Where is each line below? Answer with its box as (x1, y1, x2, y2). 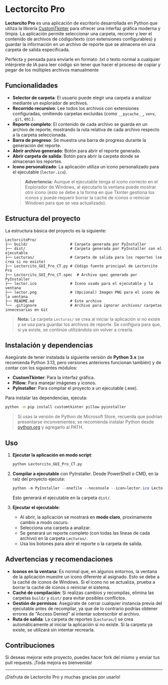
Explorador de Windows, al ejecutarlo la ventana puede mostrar (24, 184, 156, 190)
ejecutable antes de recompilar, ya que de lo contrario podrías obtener (12, 606, 158, 612)
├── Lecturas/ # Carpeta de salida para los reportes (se (5, 255, 162, 260)
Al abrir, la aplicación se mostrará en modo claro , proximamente (19, 514, 152, 520)
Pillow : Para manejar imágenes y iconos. (12, 380, 96, 386)
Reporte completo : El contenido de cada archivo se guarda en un (12, 121, 147, 127)
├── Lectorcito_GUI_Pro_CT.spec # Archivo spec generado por (5, 272, 137, 277)
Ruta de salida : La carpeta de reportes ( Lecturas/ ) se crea (12, 616, 133, 622)
